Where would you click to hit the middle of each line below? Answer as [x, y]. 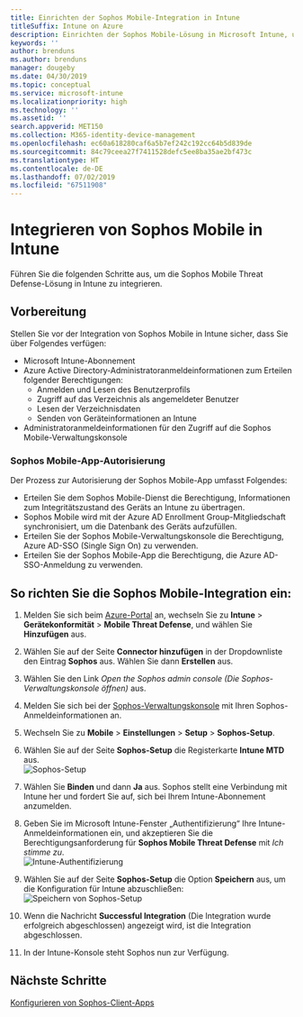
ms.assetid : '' [39, 118]
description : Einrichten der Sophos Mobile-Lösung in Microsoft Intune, [149, 34]
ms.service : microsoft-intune [67, 93]
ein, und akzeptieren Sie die [162, 833]
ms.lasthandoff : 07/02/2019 [63, 177]
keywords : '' [35, 43]
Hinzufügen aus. [55, 634]
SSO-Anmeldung [54, 565]
